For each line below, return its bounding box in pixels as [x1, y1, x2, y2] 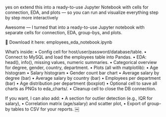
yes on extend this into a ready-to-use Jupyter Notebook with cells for [5, 4, 149, 10]
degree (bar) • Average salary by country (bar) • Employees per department [5, 75, 161, 81]
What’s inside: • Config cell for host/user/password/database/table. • [5, 49, 147, 55]
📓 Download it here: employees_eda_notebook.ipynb [5, 39, 112, 45]
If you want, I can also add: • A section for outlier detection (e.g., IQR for [5, 95, 153, 101]
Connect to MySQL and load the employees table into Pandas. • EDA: [5, 54, 147, 60]
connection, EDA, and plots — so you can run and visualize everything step [5, 9, 159, 15]
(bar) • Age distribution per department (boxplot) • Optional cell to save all [5, 80, 158, 86]
